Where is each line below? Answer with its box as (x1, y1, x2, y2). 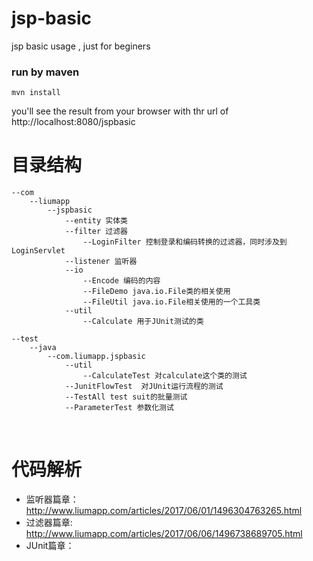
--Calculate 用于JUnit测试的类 (82, 317, 204, 327)
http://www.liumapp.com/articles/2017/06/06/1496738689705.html (25, 528, 303, 540)
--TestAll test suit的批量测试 (64, 392, 188, 402)
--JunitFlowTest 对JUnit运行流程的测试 (64, 382, 224, 392)
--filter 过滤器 (64, 227, 129, 237)
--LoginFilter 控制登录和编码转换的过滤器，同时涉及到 (82, 237, 288, 247)
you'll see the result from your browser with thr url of (11, 105, 229, 117)
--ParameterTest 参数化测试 (64, 403, 174, 413)
